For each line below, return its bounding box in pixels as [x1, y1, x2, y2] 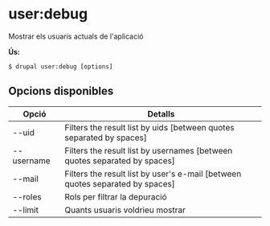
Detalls [147, 108, 175, 119]
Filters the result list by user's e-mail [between [63, 168, 242, 179]
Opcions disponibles [8, 84, 114, 98]
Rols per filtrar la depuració [63, 191, 167, 202]
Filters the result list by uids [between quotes [63, 121, 235, 133]
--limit [12, 204, 39, 216]
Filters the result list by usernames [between [63, 145, 233, 156]
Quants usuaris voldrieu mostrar [63, 204, 186, 216]
